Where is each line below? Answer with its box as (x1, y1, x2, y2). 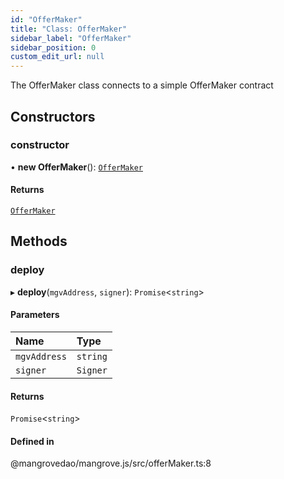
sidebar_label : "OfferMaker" (10, 33, 132, 43)
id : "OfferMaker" (10, 14, 83, 25)
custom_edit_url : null (10, 52, 105, 62)
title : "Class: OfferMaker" (10, 24, 128, 34)
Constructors (10, 108, 96, 125)
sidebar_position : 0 (10, 42, 97, 53)
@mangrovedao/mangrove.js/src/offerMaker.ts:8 (10, 457, 212, 470)
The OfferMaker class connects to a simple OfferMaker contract (10, 79, 274, 91)
